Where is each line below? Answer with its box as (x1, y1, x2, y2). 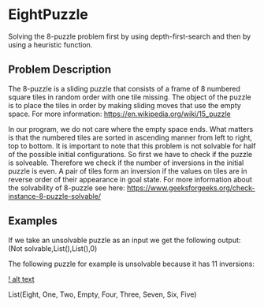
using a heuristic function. (8, 39, 93, 49)
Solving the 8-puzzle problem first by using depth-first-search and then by (8, 32, 251, 41)
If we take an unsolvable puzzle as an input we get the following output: (8, 235, 241, 245)
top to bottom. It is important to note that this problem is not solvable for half (8, 140, 256, 151)
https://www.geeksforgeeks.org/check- (126, 183, 256, 193)
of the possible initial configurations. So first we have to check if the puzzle (8, 149, 253, 159)
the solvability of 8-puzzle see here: (8, 183, 126, 193)
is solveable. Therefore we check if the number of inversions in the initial (8, 158, 244, 167)
